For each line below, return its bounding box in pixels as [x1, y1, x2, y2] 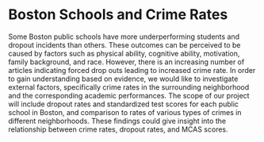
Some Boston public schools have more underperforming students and [8, 32, 240, 41]
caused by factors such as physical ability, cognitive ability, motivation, [8, 48, 240, 58]
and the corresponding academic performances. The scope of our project [8, 90, 250, 100]
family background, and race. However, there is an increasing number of [8, 57, 245, 67]
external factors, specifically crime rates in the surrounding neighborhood [8, 82, 250, 92]
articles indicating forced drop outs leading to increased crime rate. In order [8, 65, 256, 75]
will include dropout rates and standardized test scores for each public [8, 99, 239, 109]
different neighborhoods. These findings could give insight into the [8, 116, 227, 125]
